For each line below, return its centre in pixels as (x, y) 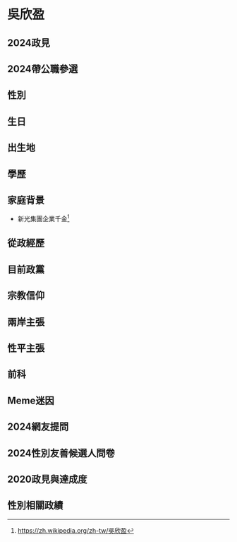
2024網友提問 (38, 427)
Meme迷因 (31, 400)
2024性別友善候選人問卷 (61, 453)
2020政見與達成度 (47, 479)
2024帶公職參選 (43, 69)
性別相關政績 (35, 506)
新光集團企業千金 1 (43, 218)
